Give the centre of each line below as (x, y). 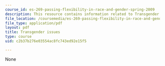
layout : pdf (17, 28)
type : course (18, 37)
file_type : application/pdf (34, 23)
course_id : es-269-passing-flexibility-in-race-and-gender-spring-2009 (80, 9)
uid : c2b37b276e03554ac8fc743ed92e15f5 (46, 41)
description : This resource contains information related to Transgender (82, 14)
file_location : (21, 18)
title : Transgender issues (33, 32)
